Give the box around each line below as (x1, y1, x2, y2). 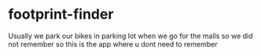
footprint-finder (8, 5, 114, 23)
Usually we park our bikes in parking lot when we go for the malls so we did (8, 31, 253, 40)
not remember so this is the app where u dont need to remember (8, 39, 218, 48)
